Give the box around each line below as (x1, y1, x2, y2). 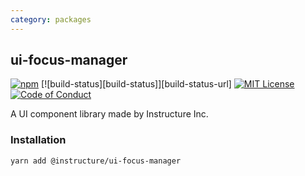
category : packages (10, 14, 92, 25)
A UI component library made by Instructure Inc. (10, 108, 209, 120)
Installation (10, 133, 67, 147)
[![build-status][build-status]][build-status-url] (41, 78, 232, 90)
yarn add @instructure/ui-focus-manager (10, 156, 182, 166)
